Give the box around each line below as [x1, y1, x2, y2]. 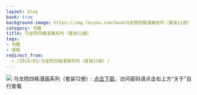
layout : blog [6, 8, 38, 15]
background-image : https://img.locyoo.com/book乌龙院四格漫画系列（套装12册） [6, 19, 192, 25]
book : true [6, 14, 33, 20]
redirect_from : [6, 53, 44, 58]
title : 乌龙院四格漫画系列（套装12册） [6, 31, 91, 37]
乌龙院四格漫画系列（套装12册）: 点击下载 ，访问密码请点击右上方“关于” [13, 75, 187, 82]
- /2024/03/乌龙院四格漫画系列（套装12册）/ [11, 58, 110, 64]
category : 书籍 [6, 25, 42, 31]
